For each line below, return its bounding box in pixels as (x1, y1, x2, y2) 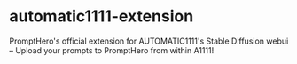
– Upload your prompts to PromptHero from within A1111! (9, 44, 215, 55)
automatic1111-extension (9, 6, 194, 27)
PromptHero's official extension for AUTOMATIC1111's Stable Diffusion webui (9, 36, 289, 46)
